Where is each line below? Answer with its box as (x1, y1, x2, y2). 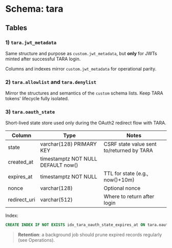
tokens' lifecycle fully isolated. (5, 96, 69, 102)
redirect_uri (8, 196, 36, 204)
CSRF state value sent (103, 141, 157, 148)
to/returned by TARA (103, 147, 153, 154)
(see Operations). (17, 237, 55, 243)
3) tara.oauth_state (5, 108, 55, 116)
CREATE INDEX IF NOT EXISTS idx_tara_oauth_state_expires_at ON (5, 222, 145, 228)
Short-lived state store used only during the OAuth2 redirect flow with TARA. (5, 120, 166, 126)
